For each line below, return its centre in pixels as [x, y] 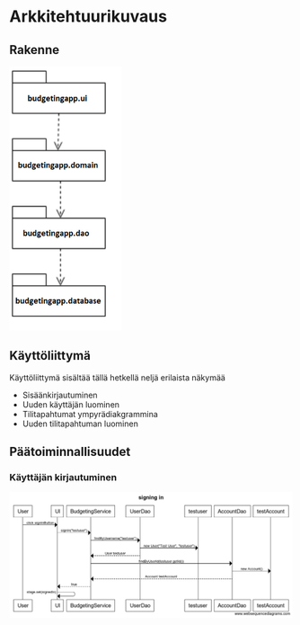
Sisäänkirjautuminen [60, 395]
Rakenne [35, 50]
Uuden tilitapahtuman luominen [80, 424]
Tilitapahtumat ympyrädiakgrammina [90, 414]
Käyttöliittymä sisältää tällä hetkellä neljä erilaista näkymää [118, 377]
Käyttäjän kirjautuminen [63, 478]
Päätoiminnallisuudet [70, 452]
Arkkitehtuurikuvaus [88, 17]
